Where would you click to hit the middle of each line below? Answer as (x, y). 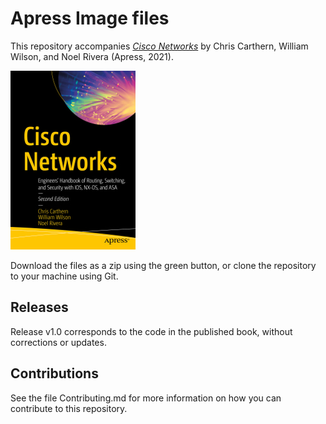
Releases (39, 307)
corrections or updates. (58, 342)
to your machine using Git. (64, 276)
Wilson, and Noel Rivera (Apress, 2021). (92, 56)
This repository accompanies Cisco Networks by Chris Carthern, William (159, 46)
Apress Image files (90, 18)
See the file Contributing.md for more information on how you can (146, 398)
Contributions (54, 373)
